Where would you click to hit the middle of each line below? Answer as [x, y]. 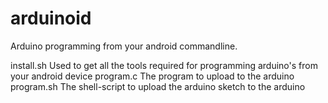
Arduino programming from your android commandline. [124, 46]
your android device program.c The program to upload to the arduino [152, 76]
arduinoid [51, 18]
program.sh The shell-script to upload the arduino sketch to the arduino [158, 86]
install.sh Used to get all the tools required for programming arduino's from [164, 65]
